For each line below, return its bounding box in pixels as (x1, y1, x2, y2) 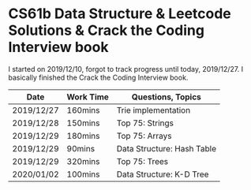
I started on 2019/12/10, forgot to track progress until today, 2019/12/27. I (8, 64, 243, 73)
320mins (66, 155, 100, 166)
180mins (66, 130, 100, 141)
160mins (66, 104, 100, 115)
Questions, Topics (131, 91, 201, 102)
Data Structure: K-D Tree (116, 169, 209, 180)
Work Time (66, 91, 109, 102)
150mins (66, 117, 100, 129)
